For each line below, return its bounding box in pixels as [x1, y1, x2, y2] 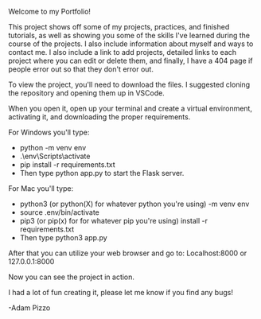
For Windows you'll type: [8, 127, 90, 137]
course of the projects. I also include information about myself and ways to [8, 39, 254, 49]
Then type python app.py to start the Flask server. [19, 169, 185, 177]
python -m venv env [19, 143, 86, 152]
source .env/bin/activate [19, 208, 99, 217]
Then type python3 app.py [19, 233, 107, 242]
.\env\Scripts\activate [19, 151, 91, 161]
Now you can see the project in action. [8, 272, 135, 282]
